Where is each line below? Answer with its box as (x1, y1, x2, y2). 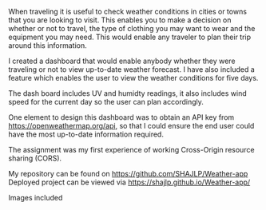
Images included (8, 193, 63, 202)
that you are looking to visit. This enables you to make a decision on (8, 15, 232, 25)
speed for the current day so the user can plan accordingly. (8, 97, 204, 106)
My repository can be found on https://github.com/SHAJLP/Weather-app (8, 169, 248, 178)
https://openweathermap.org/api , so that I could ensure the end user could (8, 121, 255, 130)
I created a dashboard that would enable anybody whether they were (8, 56, 236, 65)
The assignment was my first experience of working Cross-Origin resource (8, 145, 255, 154)
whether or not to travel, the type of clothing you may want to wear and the (8, 24, 256, 33)
